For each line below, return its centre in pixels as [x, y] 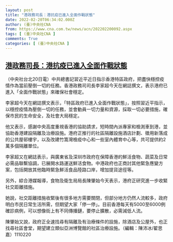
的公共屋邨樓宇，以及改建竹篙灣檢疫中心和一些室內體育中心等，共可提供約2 [86, 139]
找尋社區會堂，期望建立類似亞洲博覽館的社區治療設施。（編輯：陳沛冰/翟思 [84, 228]
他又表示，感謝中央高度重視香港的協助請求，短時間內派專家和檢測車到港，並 [86, 126]
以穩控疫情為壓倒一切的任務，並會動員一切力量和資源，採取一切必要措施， [84, 109]
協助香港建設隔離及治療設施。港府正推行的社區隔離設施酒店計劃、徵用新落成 [86, 133]
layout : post [19, 10]
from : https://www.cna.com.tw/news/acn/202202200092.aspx [69, 29]
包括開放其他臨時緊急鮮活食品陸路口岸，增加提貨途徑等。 [75, 170]
